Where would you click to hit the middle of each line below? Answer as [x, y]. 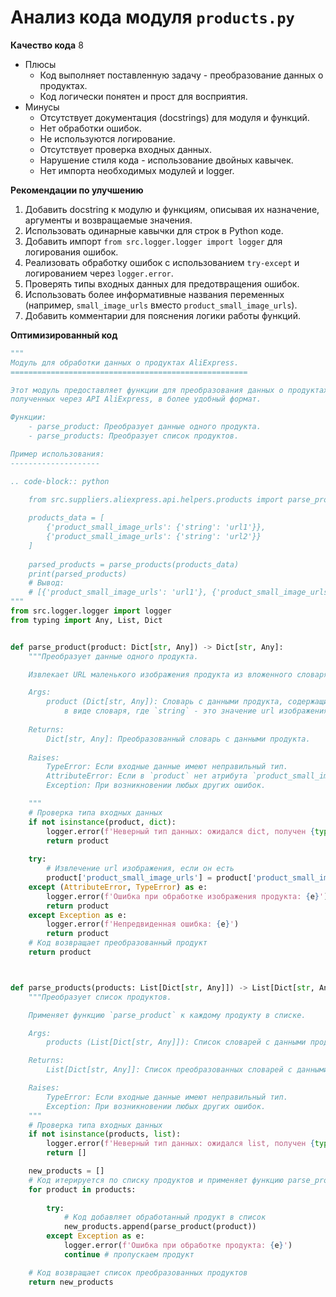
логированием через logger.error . [99, 273]
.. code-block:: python [60, 481]
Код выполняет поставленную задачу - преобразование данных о [181, 75]
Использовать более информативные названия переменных [154, 294]
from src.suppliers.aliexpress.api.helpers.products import [156, 499]
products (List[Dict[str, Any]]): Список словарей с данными [176, 1042]
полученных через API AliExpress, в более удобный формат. [136, 399]
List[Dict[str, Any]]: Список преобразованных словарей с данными [187, 1070]
